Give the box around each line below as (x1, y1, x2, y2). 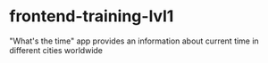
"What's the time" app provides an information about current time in (9, 35, 259, 46)
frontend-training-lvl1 (9, 6, 174, 27)
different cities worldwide (9, 44, 104, 55)
